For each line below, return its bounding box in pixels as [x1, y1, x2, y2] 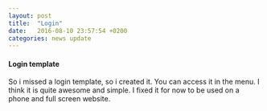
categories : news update [8, 34, 92, 43]
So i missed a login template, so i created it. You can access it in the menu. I [8, 77, 260, 87]
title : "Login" [8, 19, 63, 27]
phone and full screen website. [8, 94, 111, 104]
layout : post [8, 11, 52, 20]
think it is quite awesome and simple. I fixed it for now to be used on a [8, 85, 240, 95]
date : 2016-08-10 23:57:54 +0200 [8, 27, 128, 35]
